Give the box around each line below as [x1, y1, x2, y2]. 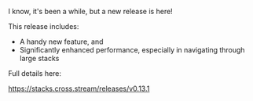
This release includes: [8, 22, 79, 31]
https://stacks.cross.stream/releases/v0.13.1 [8, 84, 150, 93]
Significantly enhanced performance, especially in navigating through [19, 45, 245, 54]
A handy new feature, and [19, 37, 104, 46]
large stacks [19, 54, 60, 63]
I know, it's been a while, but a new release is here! [8, 7, 173, 16]
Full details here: [8, 69, 61, 78]
